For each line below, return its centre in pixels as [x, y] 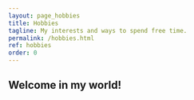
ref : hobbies [30, 46]
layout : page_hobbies [44, 16]
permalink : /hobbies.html [51, 38]
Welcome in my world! [65, 85]
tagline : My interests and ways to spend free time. [98, 30]
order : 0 [23, 53]
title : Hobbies [34, 23]
